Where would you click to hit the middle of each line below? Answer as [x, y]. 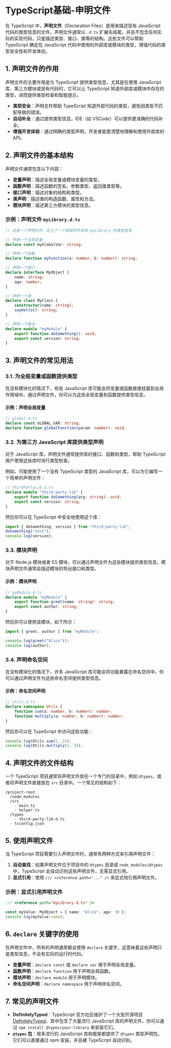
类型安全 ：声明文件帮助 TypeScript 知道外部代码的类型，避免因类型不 [85, 106]
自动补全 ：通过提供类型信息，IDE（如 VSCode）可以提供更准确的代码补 [88, 119]
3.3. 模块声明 [21, 550]
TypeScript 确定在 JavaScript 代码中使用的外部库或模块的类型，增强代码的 [83, 44]
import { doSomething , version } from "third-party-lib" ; [68, 527]
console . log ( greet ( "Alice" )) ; [37, 641]
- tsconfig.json [27, 824]
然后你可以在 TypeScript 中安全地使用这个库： [54, 517]
